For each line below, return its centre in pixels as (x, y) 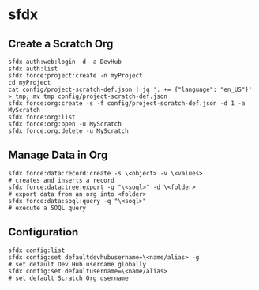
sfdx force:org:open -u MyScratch (65, 124)
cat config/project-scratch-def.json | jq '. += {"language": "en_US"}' (130, 89)
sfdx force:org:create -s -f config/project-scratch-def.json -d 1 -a (127, 104)
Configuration (43, 232)
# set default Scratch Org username (68, 278)
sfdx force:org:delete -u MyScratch (68, 131)
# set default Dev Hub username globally (77, 264)
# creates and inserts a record (61, 180)
